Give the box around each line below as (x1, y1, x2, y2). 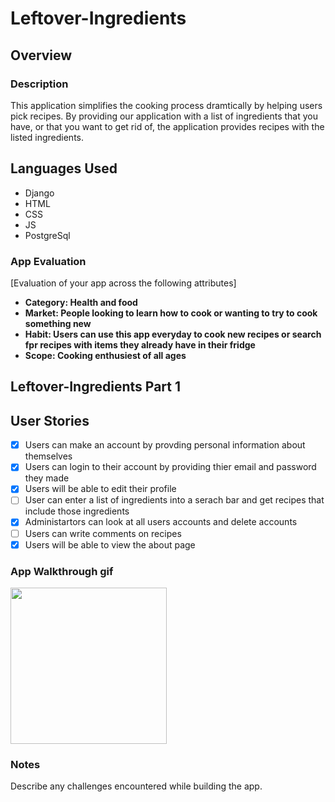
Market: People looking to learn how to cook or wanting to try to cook (24, 307, 318, 319)
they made (24, 472, 70, 484)
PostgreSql (24, 229, 71, 241)
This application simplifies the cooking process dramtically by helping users (10, 99, 323, 111)
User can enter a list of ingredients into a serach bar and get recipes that (24, 494, 325, 506)
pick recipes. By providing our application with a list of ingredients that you (10, 110, 318, 122)
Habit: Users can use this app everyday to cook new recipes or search (24, 328, 322, 340)
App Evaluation (10, 254, 87, 268)
